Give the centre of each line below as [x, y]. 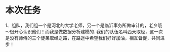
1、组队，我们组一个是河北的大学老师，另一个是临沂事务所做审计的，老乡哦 [84, 25]
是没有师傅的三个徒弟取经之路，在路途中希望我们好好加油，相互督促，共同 [83, 38]
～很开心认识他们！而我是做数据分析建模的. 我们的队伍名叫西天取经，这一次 [84, 31]
